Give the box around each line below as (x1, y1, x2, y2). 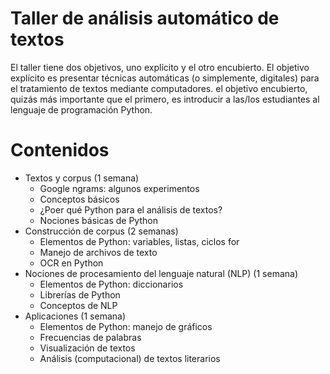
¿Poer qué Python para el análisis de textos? (39, 203, 223, 216)
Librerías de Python (39, 288, 121, 301)
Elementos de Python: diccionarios (39, 278, 184, 290)
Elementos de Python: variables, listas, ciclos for (39, 235, 240, 247)
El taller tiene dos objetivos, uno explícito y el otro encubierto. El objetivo (10, 61, 310, 73)
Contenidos (10, 139, 110, 162)
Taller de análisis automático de (10, 7, 280, 30)
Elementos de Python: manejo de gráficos (39, 320, 213, 332)
